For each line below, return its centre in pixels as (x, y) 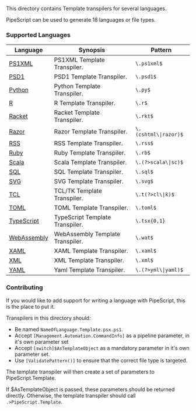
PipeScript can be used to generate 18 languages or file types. (81, 20)
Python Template (77, 86)
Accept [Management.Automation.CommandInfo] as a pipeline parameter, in (102, 335)
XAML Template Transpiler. (91, 251)
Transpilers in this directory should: (48, 318)
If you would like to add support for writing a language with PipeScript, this (96, 300)
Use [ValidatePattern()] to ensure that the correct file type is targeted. (101, 360)
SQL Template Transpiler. (89, 172)
